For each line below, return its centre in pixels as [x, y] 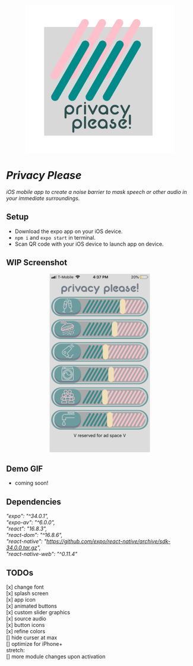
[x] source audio [26, 618]
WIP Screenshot [37, 263]
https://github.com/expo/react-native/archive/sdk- [109, 541]
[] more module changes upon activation [56, 656]
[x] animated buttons [32, 606]
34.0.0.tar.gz [22, 548]
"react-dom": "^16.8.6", [34, 535]
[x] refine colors [26, 631]
